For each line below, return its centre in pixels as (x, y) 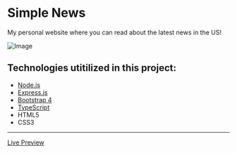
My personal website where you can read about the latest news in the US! (115, 32)
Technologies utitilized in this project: (92, 68)
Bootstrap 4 (35, 100)
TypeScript (34, 107)
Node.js (29, 85)
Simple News (47, 13)
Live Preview (26, 142)
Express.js (32, 92)
